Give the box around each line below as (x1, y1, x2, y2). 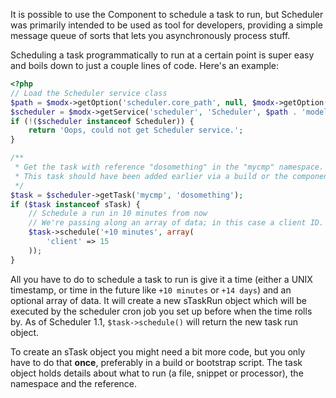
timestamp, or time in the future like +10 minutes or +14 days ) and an (10, 284, 292, 296)
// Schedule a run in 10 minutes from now (28, 209, 208, 219)
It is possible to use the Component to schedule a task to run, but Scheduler (10, 9, 324, 20)
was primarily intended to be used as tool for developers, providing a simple (10, 19, 323, 31)
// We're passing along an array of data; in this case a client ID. (28, 218, 325, 228)
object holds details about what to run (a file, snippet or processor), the (10, 367, 304, 379)
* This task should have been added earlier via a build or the (14, 171, 288, 181)
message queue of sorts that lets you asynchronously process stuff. (10, 30, 291, 41)
